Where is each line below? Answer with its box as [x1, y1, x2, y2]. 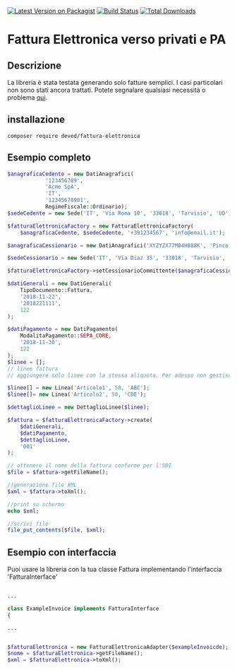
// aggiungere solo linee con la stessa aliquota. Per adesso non [7, 372, 207, 379]
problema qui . [7, 93, 48, 102]
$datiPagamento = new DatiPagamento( [7, 326, 119, 333]
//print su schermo [7, 500, 65, 508]
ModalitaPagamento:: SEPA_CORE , [20, 332, 112, 339]
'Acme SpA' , [44, 184, 80, 191]
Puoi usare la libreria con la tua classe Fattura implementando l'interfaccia [7, 565, 222, 574]
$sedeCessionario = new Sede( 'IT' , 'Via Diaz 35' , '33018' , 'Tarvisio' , [7, 254, 226, 261]
